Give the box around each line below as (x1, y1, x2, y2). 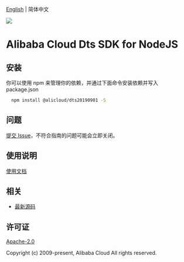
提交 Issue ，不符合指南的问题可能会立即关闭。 (6, 132, 118, 139)
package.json (6, 86, 39, 93)
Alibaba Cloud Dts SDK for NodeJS (6, 38, 179, 51)
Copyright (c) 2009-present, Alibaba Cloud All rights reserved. (6, 250, 157, 257)
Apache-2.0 (6, 238, 35, 245)
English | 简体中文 (6, 6, 49, 12)
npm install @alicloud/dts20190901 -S (11, 97, 107, 103)
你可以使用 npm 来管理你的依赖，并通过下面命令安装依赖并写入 (6, 79, 158, 86)
